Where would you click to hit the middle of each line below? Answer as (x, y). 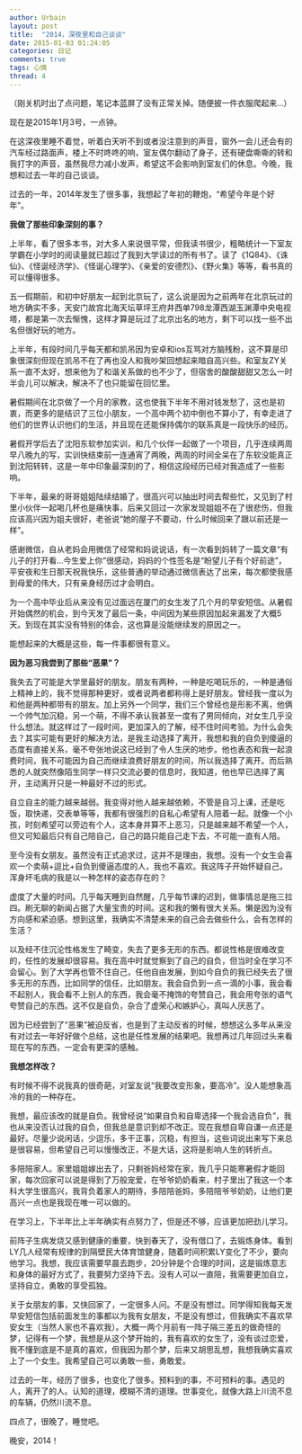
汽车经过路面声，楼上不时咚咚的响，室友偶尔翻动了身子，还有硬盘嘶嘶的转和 (151, 152)
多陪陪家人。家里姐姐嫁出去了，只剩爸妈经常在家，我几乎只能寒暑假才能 (143, 1168)
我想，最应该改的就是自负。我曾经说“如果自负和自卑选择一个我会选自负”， (147, 1115)
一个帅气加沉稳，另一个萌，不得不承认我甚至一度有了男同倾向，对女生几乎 (147, 715)
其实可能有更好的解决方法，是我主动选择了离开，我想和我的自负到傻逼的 (159, 737)
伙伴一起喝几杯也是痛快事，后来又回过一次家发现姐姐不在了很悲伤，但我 (159, 507)
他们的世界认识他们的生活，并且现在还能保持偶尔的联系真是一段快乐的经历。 (151, 424)
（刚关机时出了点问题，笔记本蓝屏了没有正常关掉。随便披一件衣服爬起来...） (151, 103)
